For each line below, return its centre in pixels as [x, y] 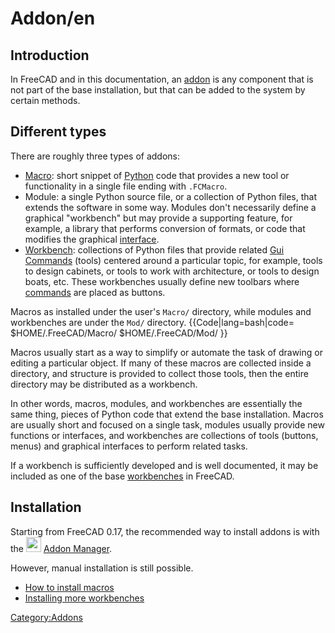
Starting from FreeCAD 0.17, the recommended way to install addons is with [165, 531]
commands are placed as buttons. [95, 292]
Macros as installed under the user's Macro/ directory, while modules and [161, 311]
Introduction [50, 55]
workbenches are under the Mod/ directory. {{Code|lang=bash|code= [152, 322]
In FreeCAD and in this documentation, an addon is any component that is [162, 79]
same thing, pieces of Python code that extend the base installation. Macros [167, 414]
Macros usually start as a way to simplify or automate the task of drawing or [166, 352]
